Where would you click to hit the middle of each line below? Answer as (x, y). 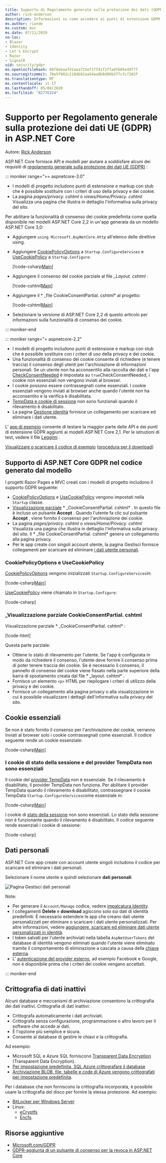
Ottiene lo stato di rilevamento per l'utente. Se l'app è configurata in (81, 654)
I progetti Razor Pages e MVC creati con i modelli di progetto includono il (79, 482)
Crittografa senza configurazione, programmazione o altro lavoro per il (84, 1021)
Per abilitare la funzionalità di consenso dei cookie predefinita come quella (81, 217)
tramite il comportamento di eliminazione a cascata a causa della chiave (85, 948)
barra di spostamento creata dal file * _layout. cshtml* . (68, 676)
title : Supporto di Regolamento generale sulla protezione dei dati (77, 10)
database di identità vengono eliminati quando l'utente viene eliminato (83, 943)
